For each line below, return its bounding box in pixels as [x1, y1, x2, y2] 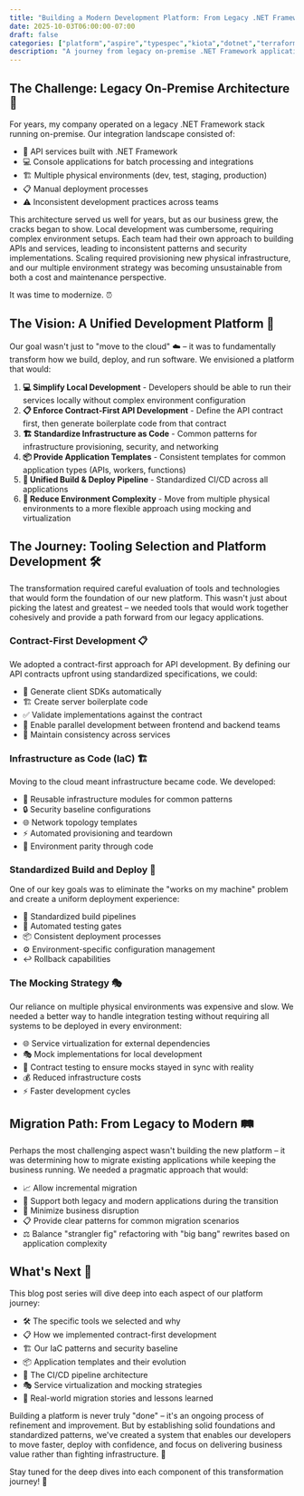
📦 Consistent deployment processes [22, 931, 162, 942]
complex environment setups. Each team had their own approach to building [9, 233, 294, 244]
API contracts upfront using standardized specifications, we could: [9, 668, 258, 679]
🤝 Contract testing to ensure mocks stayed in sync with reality [22, 1062, 254, 1073]
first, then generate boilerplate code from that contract [22, 418, 227, 429]
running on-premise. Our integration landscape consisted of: [9, 128, 235, 139]
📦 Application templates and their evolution [22, 1356, 187, 1367]
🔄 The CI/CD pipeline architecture [22, 1370, 148, 1381]
